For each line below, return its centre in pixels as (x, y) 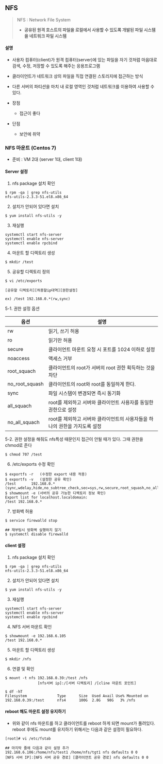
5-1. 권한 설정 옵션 (22, 308)
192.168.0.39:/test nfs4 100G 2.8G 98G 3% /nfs (70, 700)
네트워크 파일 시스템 (48, 36)
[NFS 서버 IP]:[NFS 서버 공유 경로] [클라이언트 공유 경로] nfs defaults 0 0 (77, 757)
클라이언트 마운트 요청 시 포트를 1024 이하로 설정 (102, 349)
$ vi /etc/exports (24, 281)
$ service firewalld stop (31, 520)
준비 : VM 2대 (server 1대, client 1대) (47, 159)
